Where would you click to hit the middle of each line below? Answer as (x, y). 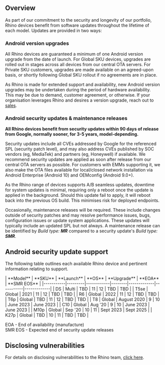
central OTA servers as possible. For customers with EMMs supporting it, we (83, 165)
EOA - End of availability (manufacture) (45, 325)
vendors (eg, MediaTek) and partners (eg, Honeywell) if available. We (75, 154)
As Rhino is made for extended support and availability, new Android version (82, 85)
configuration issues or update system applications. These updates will (77, 220)
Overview (20, 8)
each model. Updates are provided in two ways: (54, 30)
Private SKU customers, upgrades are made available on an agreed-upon (79, 70)
